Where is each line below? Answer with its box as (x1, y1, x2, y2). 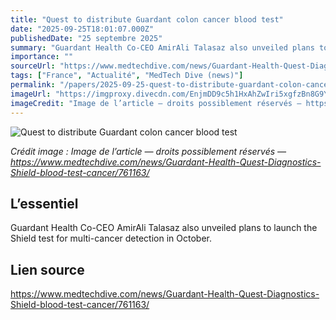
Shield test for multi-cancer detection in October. (10, 232, 212, 245)
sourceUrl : (10, 61, 56, 71)
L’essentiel (10, 195, 79, 212)
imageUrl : (10, 89, 52, 99)
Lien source (10, 261, 85, 278)
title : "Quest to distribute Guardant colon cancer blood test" (10, 14, 284, 25)
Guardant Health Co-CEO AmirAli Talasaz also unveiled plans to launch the (10, 222, 318, 234)
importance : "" (10, 52, 74, 62)
